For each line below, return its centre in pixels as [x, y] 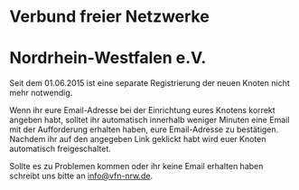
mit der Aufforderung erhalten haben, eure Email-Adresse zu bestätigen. [144, 129]
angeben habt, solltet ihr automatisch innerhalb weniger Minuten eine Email [149, 120]
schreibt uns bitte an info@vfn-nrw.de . [81, 176]
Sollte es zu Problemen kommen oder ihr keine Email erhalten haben [136, 166]
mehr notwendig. [41, 93]
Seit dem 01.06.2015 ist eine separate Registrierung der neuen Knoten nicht [150, 83]
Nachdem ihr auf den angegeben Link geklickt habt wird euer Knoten [138, 139]
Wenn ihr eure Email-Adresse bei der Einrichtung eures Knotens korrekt [142, 110]
